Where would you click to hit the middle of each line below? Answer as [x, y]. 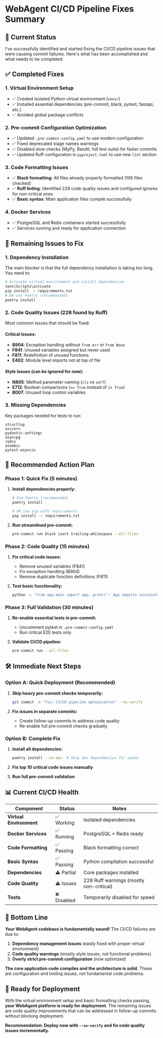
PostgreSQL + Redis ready [114, 833]
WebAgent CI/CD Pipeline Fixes [70, 9]
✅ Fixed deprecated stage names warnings [55, 144]
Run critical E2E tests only [45, 632]
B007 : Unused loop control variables [49, 392]
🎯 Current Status [31, 37]
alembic [13, 446]
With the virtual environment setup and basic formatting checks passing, [78, 1001]
